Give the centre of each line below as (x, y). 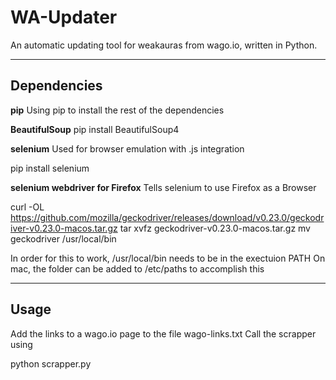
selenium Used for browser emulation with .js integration (127, 148)
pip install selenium (50, 168)
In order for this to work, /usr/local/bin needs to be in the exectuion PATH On (168, 258)
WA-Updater (64, 17)
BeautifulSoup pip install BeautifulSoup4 (95, 129)
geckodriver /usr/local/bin (63, 238)
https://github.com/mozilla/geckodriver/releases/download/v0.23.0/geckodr (167, 217)
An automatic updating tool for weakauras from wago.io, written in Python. (164, 45)
